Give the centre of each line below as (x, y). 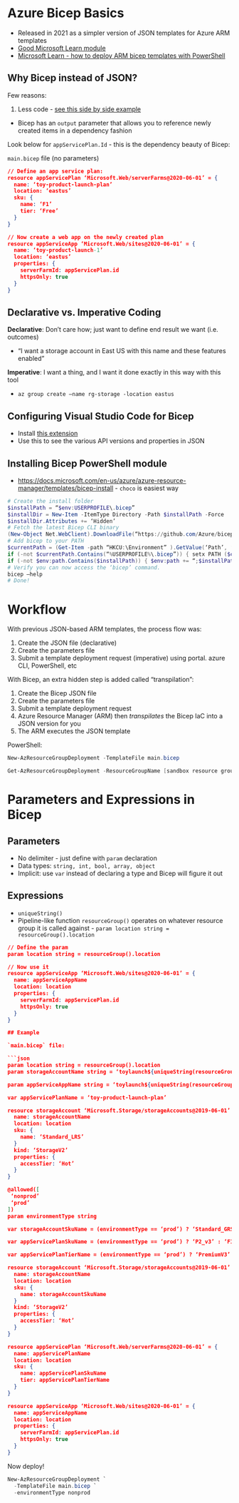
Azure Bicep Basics (66, 13)
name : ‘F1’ (36, 205)
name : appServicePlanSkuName (63, 1374)
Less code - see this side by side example (79, 109)
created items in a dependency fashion (75, 131)
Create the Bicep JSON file (57, 693)
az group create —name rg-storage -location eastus (96, 394)
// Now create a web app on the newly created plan (85, 237)
